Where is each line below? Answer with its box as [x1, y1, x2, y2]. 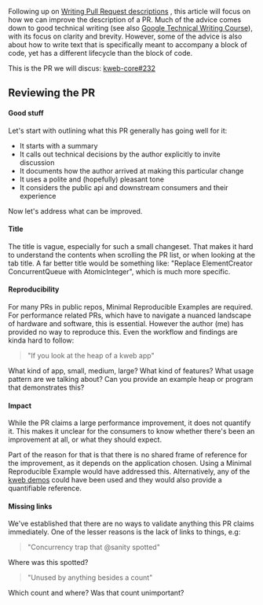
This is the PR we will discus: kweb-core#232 [8, 64, 155, 73]
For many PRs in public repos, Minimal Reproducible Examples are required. [8, 302, 254, 311]
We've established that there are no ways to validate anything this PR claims [8, 519, 254, 529]
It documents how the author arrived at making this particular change [19, 166, 244, 175]
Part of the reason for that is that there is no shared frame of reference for [8, 450, 248, 460]
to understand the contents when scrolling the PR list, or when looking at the [8, 250, 255, 259]
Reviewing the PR [8, 86, 96, 100]
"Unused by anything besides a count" [27, 573, 153, 582]
